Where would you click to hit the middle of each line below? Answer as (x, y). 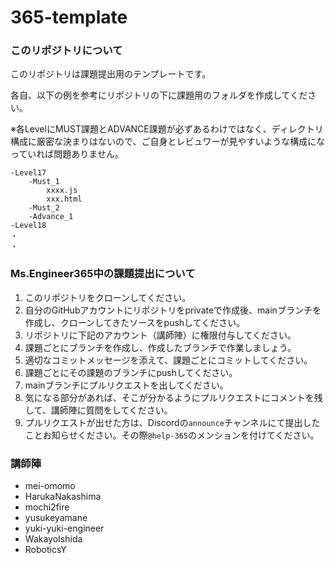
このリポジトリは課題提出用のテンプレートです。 (111, 74)
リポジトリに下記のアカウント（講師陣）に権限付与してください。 (160, 335)
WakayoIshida (53, 539)
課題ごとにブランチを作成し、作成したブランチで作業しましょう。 (160, 347)
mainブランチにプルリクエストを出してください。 (126, 385)
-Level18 (28, 226)
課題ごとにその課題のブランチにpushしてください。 (131, 372)
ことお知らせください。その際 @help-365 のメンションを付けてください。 (172, 435)
